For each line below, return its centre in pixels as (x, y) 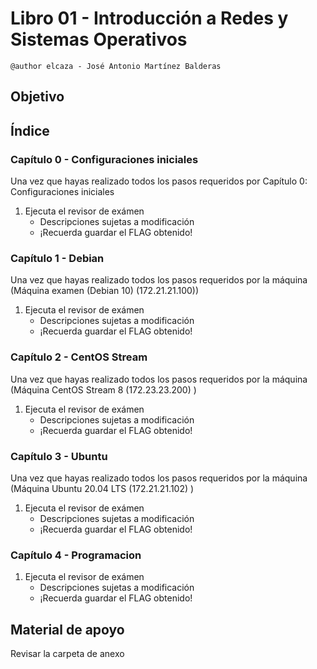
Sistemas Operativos (99, 39)
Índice (30, 130)
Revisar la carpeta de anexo (67, 654)
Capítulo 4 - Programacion (76, 555)
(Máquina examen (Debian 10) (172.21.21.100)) (105, 291)
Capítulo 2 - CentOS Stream (79, 357)
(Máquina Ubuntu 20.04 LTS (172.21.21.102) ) (102, 488)
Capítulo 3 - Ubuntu (59, 456)
